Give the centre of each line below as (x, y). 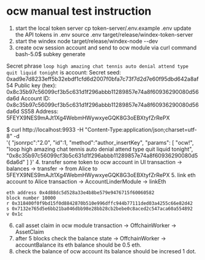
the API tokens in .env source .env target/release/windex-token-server (104, 34)
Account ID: (35, 98)
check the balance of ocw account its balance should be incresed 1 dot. (106, 251)
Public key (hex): (35, 85)
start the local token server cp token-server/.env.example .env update (103, 28)
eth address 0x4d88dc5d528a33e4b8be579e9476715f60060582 (80, 193)
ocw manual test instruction (79, 11)
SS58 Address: (39, 111)
